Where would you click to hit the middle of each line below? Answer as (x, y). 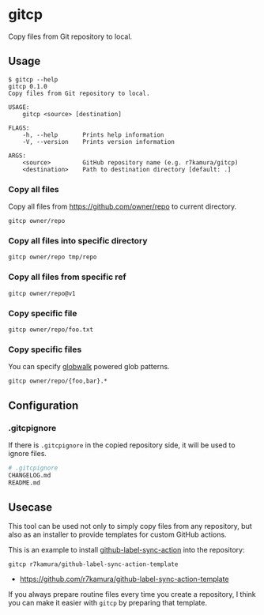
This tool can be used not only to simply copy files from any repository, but (130, 526)
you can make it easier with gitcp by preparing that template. (108, 603)
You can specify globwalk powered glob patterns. (89, 367)
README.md (25, 483)
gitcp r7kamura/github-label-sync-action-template (93, 564)
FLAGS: (19, 128)
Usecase (30, 507)
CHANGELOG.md (30, 475)
